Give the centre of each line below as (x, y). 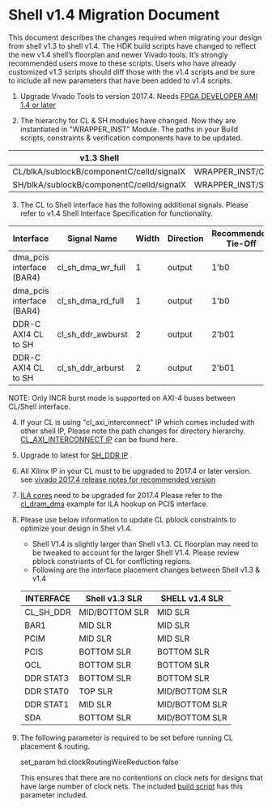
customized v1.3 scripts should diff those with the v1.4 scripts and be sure (132, 71)
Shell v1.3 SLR (114, 598)
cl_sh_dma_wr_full (91, 267)
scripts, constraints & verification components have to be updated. (131, 138)
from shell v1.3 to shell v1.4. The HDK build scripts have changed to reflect (132, 45)
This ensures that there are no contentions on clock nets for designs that (141, 777)
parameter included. (54, 795)
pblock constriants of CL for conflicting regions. (112, 561)
